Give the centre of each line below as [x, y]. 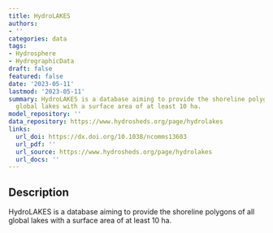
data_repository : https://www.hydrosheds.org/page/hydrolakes [116, 122]
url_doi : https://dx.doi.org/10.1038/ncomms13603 [101, 136]
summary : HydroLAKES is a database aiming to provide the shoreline [127, 99]
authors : [23, 24]
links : [19, 129]
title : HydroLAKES [39, 16]
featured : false [36, 76]
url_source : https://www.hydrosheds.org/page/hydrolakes [114, 152]
